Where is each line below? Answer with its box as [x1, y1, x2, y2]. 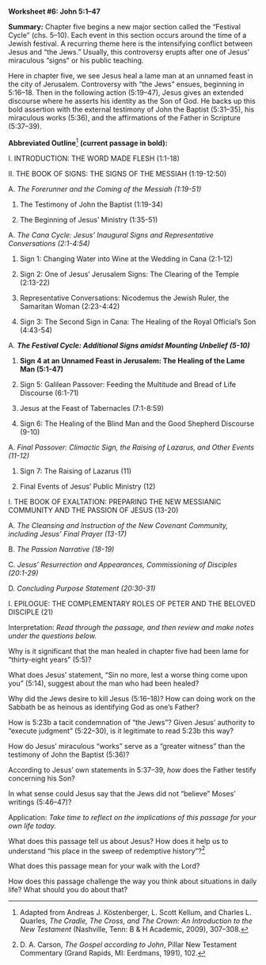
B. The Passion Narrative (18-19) [8, 544, 115, 553]
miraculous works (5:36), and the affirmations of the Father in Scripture [8, 113, 241, 122]
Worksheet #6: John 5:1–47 [8, 7, 101, 16]
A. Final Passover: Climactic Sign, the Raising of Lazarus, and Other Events [8, 443, 255, 452]
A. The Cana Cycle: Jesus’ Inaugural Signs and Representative [8, 230, 214, 240]
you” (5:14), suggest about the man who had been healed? [8, 678, 199, 688]
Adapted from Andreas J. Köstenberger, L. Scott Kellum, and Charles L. [19, 908, 252, 918]
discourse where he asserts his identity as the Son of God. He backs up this [8, 97, 256, 105]
